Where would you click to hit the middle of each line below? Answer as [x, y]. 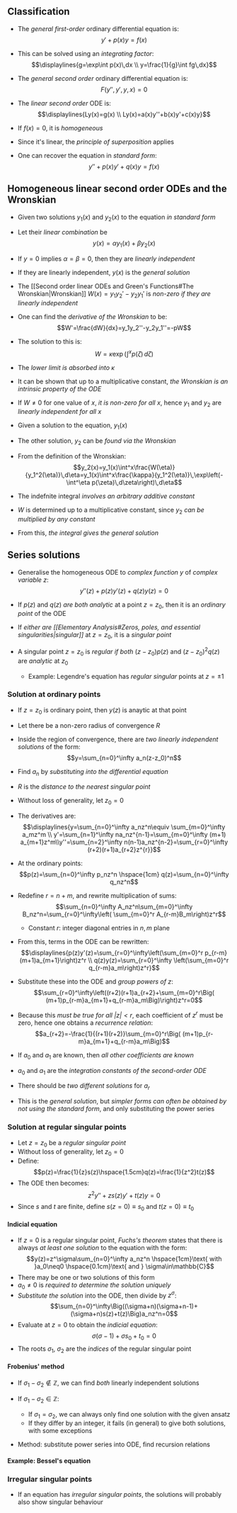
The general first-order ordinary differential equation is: [98, 28]
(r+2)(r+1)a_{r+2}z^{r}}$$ [124, 850]
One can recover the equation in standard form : [87, 155]
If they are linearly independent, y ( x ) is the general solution [104, 273]
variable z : [33, 580]
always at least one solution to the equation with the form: [102, 1247]
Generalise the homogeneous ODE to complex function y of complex [117, 572]
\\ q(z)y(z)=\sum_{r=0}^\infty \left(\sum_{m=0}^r [158, 960]
